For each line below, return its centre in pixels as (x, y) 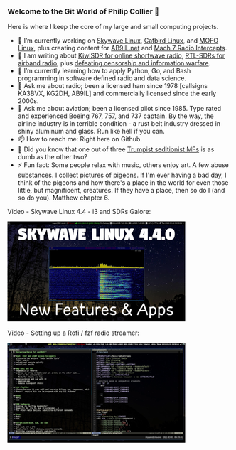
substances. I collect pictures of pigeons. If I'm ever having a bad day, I (122, 175)
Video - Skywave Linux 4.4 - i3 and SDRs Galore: (79, 212)
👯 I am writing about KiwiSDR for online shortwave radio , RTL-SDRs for (121, 55)
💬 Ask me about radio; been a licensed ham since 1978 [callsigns (113, 86)
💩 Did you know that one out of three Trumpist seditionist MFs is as (116, 149)
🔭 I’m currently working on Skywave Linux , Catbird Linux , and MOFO (118, 41)
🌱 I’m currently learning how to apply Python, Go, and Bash (104, 71)
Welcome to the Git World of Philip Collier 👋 (84, 11)
